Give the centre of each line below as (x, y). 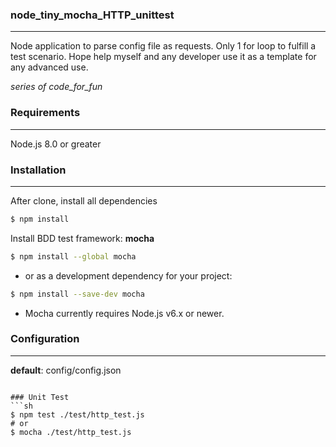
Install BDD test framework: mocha (82, 238)
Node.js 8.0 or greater (56, 144)
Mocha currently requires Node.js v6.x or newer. (124, 313)
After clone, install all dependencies (84, 200)
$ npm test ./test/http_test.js (77, 414)
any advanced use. (49, 67)
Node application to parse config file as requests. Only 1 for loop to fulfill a (163, 46)
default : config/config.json (66, 370)
